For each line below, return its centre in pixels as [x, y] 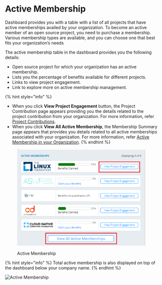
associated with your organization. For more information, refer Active [81, 137]
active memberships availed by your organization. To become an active [76, 27]
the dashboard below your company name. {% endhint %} [63, 268]
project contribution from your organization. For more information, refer [83, 116]
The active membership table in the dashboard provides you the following [78, 52]
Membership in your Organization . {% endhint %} [61, 142]
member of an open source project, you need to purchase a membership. [78, 32]
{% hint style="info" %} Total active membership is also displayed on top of [80, 263]
